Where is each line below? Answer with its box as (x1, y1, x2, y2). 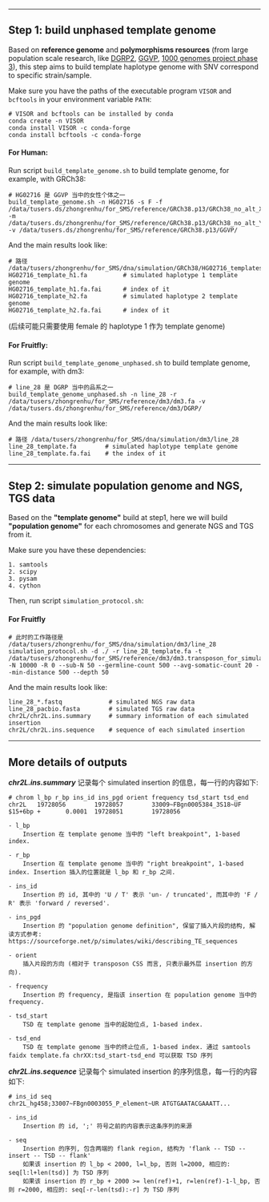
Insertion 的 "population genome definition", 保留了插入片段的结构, (22, 922, 247, 930)
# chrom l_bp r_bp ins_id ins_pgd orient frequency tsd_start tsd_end (8, 794, 249, 802)
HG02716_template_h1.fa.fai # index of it (8, 285, 171, 293)
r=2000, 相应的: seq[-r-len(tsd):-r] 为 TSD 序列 (18, 1186, 179, 1194)
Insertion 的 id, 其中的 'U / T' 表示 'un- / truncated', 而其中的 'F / (22, 891, 259, 899)
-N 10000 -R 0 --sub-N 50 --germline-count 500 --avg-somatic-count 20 (8, 662, 252, 670)
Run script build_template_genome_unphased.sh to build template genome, (8, 358, 251, 368)
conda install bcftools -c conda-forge (8, 131, 142, 139)
